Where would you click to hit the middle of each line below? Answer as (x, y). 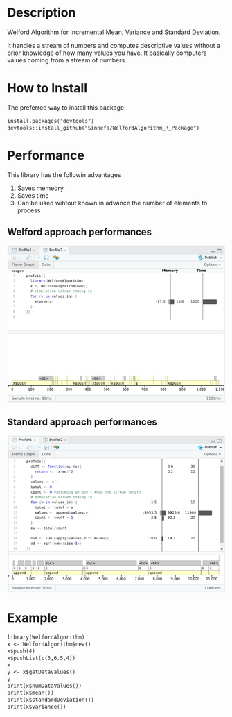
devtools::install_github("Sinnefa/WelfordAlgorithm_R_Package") (103, 128)
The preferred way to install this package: (66, 107)
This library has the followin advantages (64, 174)
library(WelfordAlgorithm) (46, 637)
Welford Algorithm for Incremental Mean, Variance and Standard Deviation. (114, 32)
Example (33, 618)
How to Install (47, 88)
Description (42, 13)
